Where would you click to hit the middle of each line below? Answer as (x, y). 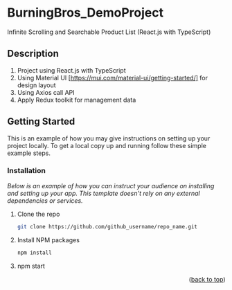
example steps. (29, 153)
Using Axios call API (46, 92)
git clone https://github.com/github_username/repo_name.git (107, 226)
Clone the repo (38, 214)
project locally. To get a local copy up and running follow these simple (107, 145)
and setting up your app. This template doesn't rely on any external (104, 193)
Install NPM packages (48, 239)
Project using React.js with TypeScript (71, 70)
